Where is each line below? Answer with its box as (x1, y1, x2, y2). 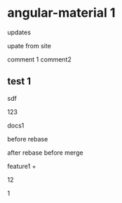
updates (7, 28, 32, 36)
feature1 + (7, 162, 36, 170)
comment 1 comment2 (7, 55, 72, 64)
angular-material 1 (7, 5, 116, 21)
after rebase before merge (7, 148, 83, 157)
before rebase (7, 134, 48, 143)
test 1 (7, 76, 32, 87)
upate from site (7, 41, 51, 50)
